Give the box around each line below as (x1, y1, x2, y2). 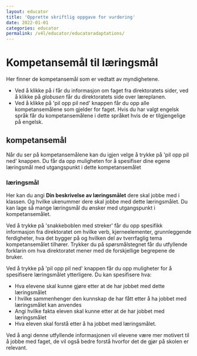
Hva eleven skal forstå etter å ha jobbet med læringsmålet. (14, 320, 157, 328)
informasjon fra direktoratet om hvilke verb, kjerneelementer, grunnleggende (6, 228, 192, 236)
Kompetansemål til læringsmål (6, 56, 158, 70)
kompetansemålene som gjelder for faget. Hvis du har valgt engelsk (14, 106, 179, 113)
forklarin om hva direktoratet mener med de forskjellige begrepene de (6, 247, 175, 254)
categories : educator (6, 25, 59, 31)
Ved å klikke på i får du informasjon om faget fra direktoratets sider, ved (14, 87, 189, 94)
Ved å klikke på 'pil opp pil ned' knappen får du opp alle (14, 100, 150, 107)
